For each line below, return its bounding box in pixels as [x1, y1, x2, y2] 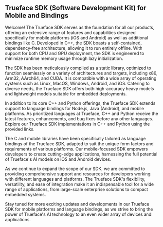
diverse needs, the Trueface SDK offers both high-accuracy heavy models [5, 85, 154, 92]
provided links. [5, 126, 35, 132]
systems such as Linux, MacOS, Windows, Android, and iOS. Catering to [5, 80, 150, 86]
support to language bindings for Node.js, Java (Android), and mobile [5, 105, 145, 111]
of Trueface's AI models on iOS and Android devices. [5, 156, 111, 162]
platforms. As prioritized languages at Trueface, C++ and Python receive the [5, 111, 158, 116]
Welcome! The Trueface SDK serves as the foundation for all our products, [5, 24, 155, 30]
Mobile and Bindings [5, 12, 69, 20]
